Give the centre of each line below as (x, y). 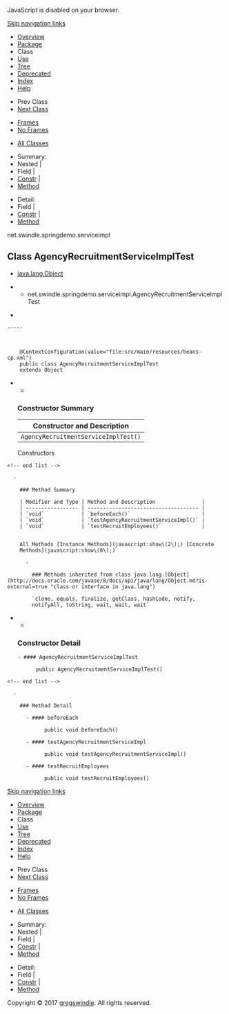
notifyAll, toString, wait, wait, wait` (91, 605)
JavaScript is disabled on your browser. (63, 10)
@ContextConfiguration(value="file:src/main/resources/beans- (111, 352)
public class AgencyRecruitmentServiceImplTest (89, 364)
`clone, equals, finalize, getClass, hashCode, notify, (114, 599)
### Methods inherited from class (81, 575)
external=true (28, 587)
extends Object (41, 370)
